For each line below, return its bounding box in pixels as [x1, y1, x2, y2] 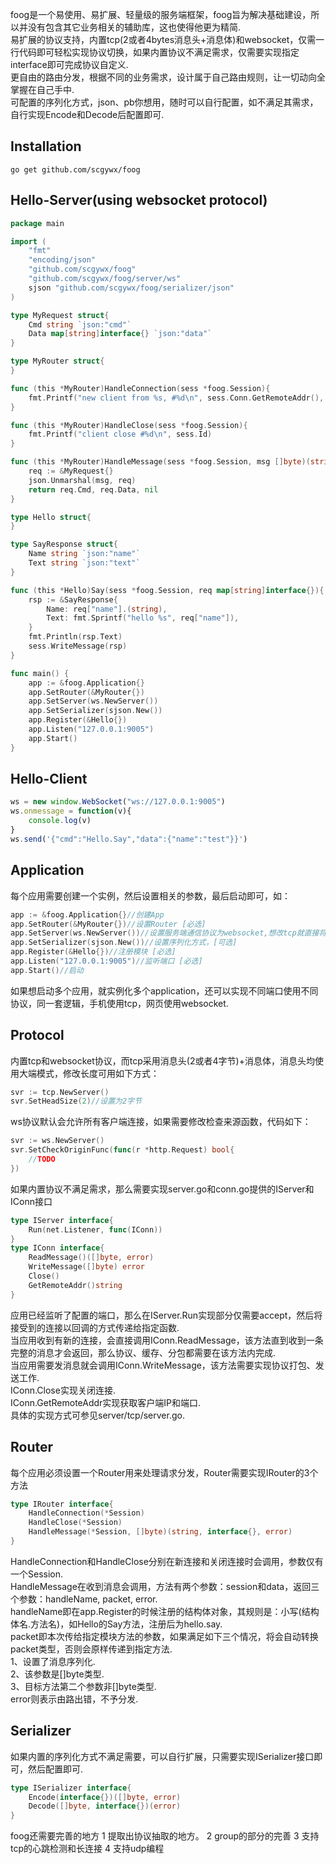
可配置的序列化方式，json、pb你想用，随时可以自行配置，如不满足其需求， [10, 96, 319, 108]
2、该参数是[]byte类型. [10, 1668, 105, 1680]
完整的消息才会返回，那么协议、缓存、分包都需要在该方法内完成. [10, 1346, 277, 1358]
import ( [10, 236, 47, 247]
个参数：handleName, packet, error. [10, 1593, 158, 1605]
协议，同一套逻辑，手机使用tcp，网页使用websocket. [10, 997, 229, 1009]
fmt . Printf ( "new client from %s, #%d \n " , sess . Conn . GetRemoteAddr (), [28, 393, 325, 403]
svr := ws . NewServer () [10, 1136, 105, 1146]
